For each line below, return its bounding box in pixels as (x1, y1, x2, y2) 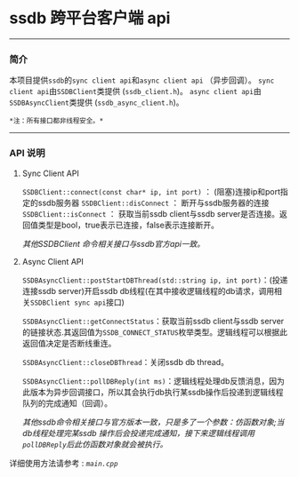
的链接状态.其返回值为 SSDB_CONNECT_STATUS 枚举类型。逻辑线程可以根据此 (21, 326, 287, 338)
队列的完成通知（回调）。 (21, 397, 113, 409)
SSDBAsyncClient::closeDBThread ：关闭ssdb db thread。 (21, 356, 230, 367)
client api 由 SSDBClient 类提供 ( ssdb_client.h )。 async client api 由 (9, 86, 262, 97)
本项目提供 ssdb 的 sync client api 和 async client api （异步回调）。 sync (9, 75, 275, 85)
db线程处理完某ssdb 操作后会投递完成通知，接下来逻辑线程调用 (21, 427, 255, 438)
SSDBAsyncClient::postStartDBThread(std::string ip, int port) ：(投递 (21, 274, 288, 285)
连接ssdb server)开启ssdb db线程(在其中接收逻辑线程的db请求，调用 (21, 285, 275, 296)
